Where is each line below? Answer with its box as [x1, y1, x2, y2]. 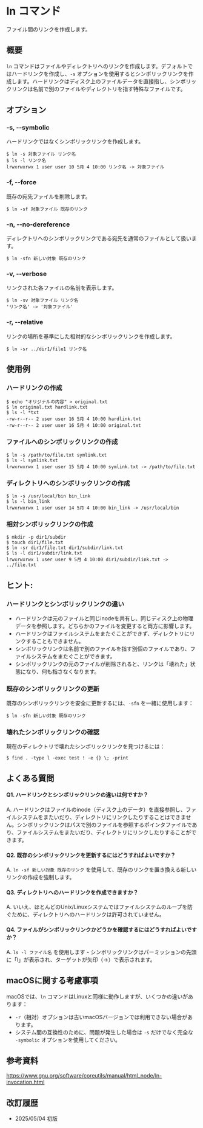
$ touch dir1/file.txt [6, 539, 64, 546]
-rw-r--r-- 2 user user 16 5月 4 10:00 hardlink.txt [6, 416, 141, 422]
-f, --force [6, 178, 37, 187]
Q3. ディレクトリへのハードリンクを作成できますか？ [6, 888, 139, 896]
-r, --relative [6, 318, 44, 327]
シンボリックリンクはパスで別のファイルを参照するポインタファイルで [16, 821, 192, 829]
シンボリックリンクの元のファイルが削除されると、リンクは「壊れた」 [15, 660, 191, 668]
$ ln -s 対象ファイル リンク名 [6, 151, 76, 157]
